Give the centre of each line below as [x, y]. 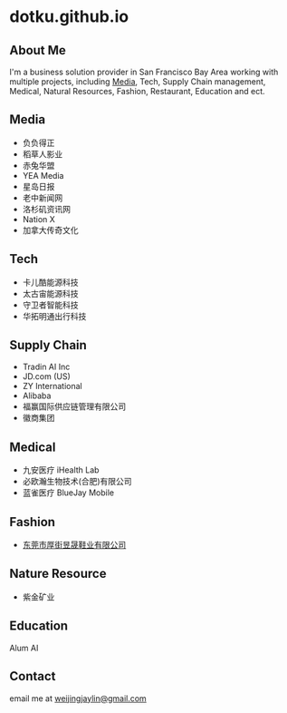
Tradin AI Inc [46, 367]
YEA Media [43, 175]
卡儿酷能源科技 [50, 282]
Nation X [39, 219]
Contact [33, 676]
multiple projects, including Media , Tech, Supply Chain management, [138, 82]
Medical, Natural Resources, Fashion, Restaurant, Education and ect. [137, 91]
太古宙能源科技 [50, 293]
